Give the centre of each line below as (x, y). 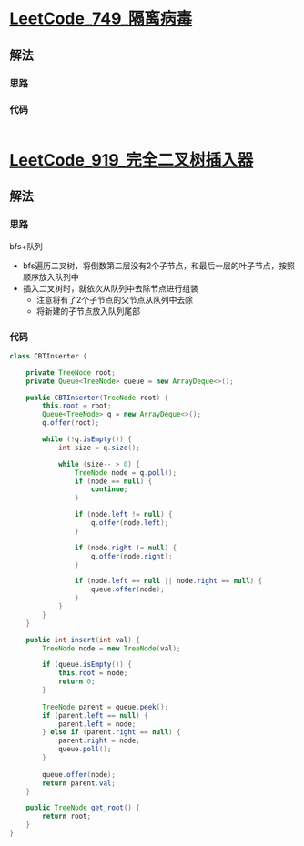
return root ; (67, 816)
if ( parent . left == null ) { (95, 715)
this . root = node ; (93, 673)
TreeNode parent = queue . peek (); (106, 707)
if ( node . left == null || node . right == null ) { (168, 581)
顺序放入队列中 (51, 277)
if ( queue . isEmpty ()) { (87, 665)
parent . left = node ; (97, 724)
